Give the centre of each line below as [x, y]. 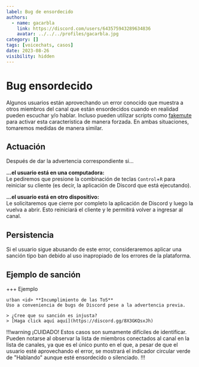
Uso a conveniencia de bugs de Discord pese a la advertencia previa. [96, 305]
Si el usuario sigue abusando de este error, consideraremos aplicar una [94, 250]
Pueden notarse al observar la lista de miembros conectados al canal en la [98, 338]
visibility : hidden [30, 56]
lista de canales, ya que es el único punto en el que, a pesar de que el [92, 345]
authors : [17, 17]
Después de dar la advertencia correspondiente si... [70, 161]
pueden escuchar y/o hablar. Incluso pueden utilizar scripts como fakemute [99, 115]
